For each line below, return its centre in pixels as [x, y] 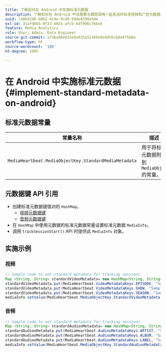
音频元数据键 [33, 219]
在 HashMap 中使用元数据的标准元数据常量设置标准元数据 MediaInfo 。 [82, 225]
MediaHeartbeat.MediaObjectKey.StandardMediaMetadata [72, 161]
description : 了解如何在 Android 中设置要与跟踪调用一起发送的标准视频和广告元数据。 [85, 14]
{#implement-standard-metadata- [77, 92]
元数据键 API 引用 [32, 194]
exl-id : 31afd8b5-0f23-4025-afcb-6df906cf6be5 [54, 24]
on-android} [31, 103]
